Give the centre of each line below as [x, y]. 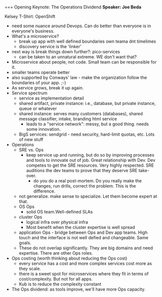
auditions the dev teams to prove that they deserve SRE [82, 170]
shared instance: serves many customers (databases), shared [81, 114]
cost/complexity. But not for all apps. [56, 279]
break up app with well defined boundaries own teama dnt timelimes [87, 41]
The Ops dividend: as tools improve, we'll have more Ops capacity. [79, 289]
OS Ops [27, 207]
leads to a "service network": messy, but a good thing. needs [87, 124]
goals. [25, 243]
